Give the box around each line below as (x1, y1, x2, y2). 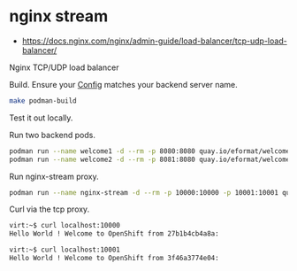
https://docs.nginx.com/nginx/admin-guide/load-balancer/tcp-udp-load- (21, 35, 287, 46)
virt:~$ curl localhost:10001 (9, 245, 121, 254)
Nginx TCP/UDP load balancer (9, 62, 119, 73)
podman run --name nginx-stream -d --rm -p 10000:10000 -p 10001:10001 (9, 188, 278, 197)
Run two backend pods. (9, 129, 95, 140)
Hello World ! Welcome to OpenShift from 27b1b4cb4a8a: (9, 229, 219, 238)
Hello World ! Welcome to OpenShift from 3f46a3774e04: (9, 254, 219, 263)
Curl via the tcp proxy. (9, 204, 90, 214)
